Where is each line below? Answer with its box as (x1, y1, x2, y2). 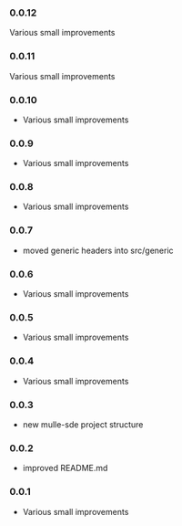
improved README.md (22, 463, 108, 474)
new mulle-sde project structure (22, 418, 144, 430)
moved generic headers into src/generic (22, 245, 175, 256)
